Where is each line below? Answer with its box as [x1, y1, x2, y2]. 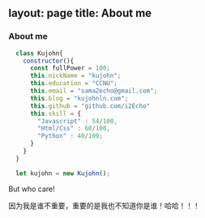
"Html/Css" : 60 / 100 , [37, 125, 111, 133]
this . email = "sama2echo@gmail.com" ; [29, 87, 158, 96]
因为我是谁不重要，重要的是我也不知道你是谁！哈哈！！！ [8, 200, 200, 210]
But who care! [8, 184, 55, 194]
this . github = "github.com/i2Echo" [29, 101, 151, 110]
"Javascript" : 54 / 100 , [37, 117, 117, 125]
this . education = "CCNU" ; [29, 79, 117, 88]
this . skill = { [29, 109, 82, 118]
